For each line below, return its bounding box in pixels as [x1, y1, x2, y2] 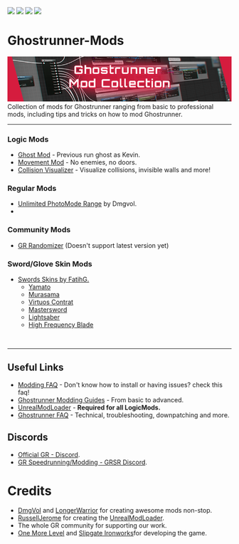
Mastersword [28, 305, 68, 313]
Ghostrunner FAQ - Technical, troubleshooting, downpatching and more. [17, 410, 230, 419]
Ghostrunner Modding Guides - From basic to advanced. [17, 395, 184, 404]
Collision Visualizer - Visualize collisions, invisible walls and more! [17, 166, 211, 174]
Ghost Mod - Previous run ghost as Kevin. [17, 150, 141, 159]
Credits [7, 483, 52, 498]
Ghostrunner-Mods [7, 33, 124, 49]
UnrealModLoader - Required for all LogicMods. [17, 403, 161, 412]
